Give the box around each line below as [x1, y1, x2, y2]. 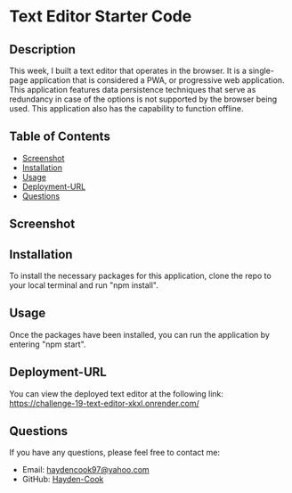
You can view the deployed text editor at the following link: [9, 388, 224, 399]
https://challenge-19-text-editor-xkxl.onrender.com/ [9, 398, 200, 408]
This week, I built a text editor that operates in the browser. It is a [9, 65, 247, 76]
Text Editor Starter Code [9, 6, 192, 27]
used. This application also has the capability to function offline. [9, 103, 244, 113]
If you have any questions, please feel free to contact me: [9, 448, 221, 458]
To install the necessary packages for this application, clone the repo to [9, 270, 272, 282]
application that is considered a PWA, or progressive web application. [29, 75, 285, 86]
